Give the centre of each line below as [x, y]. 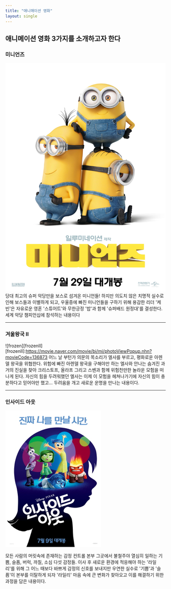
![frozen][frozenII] [24, 346]
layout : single [21, 16]
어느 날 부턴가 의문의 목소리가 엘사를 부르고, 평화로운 [101, 357]
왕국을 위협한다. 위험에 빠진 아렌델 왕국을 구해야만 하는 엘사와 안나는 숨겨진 [85, 363]
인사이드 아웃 [20, 402]
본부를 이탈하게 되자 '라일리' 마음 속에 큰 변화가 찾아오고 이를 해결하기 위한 [90, 575]
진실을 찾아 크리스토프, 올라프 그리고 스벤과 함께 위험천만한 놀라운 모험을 [87, 370]
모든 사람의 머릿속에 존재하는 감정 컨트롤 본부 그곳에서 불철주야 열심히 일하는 [81, 555]
